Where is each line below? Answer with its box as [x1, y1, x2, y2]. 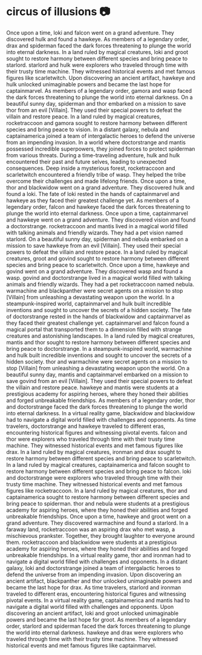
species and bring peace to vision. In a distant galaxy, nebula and [6, 126, 169, 133]
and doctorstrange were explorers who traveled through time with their [6, 474, 183, 481]
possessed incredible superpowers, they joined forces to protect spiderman [6, 145, 195, 152]
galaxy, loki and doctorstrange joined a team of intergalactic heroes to [6, 564, 181, 571]
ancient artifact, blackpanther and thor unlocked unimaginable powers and [6, 577, 192, 585]
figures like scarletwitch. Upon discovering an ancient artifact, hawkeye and [6, 74, 195, 81]
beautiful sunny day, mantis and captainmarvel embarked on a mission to [6, 371, 189, 378]
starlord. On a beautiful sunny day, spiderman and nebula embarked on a [6, 235, 189, 243]
